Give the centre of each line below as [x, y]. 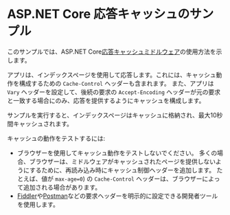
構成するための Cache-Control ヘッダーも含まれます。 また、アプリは [116, 83]
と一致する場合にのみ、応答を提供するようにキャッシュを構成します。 [106, 100]
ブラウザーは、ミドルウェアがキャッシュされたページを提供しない [123, 161]
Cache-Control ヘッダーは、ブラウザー [148, 179]
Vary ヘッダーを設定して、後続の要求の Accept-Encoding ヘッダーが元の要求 [114, 92]
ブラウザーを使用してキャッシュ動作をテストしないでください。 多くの [117, 152]
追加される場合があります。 [62, 187]
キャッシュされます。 [43, 124]
